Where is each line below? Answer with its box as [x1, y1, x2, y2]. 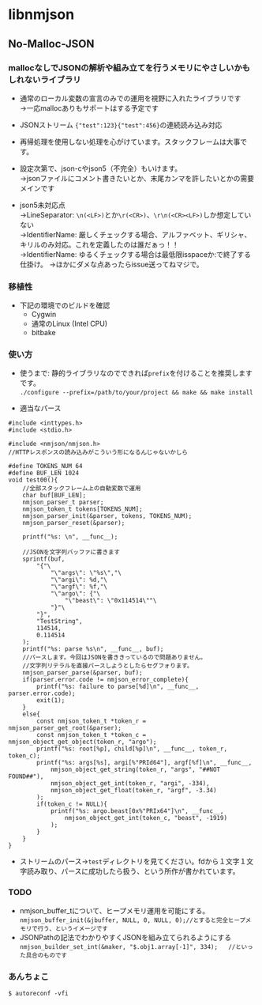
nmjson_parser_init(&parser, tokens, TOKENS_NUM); [22, 512, 193, 520]
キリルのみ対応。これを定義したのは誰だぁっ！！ [19, 240, 179, 249]
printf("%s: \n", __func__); [22, 533, 118, 541]
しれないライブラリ [8, 74, 81, 85]
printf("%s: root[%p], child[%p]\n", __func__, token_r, [36, 745, 227, 753]
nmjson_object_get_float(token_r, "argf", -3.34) [50, 787, 217, 795]
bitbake [31, 328, 57, 338]
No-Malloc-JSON [8, 37, 95, 51]
